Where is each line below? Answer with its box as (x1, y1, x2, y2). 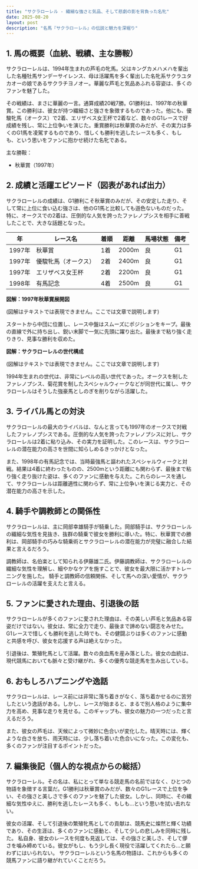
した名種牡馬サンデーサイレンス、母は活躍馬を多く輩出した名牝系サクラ (6, 72, 181, 80)
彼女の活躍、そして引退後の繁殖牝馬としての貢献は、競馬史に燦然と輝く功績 (6, 820, 192, 827)
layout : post (6, 19, 38, 25)
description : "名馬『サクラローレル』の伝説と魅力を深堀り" (6, 25, 138, 31)
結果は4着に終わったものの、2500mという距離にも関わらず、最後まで (16, 465, 187, 472)
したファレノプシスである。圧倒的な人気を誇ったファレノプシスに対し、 (6, 431, 181, 438)
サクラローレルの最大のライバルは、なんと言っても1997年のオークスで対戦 (6, 423, 187, 430)
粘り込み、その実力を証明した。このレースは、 (50, 438, 164, 445)
